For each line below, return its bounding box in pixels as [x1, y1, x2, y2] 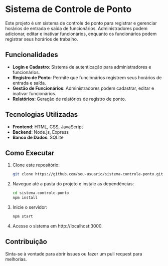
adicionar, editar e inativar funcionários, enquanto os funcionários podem [5, 31, 157, 37]
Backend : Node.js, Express [12, 129, 69, 135]
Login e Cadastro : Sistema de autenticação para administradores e [12, 64, 151, 70]
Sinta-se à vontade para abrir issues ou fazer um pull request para [5, 250, 142, 256]
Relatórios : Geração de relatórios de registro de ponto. [12, 96, 126, 102]
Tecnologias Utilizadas [5, 110, 78, 119]
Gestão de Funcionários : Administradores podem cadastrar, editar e [12, 85, 154, 91]
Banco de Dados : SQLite [12, 134, 64, 140]
